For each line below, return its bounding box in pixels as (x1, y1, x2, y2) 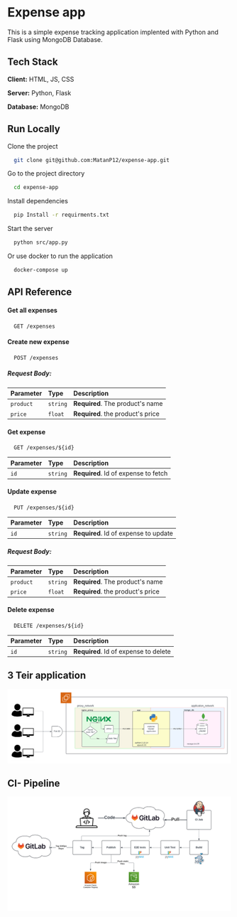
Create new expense (7, 338, 70, 346)
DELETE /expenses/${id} (13, 622, 84, 629)
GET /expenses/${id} (13, 444, 75, 451)
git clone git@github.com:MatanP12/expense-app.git (13, 156, 170, 163)
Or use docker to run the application (7, 252, 114, 260)
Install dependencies (7, 197, 69, 205)
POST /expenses (13, 354, 59, 361)
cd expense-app (13, 184, 59, 191)
